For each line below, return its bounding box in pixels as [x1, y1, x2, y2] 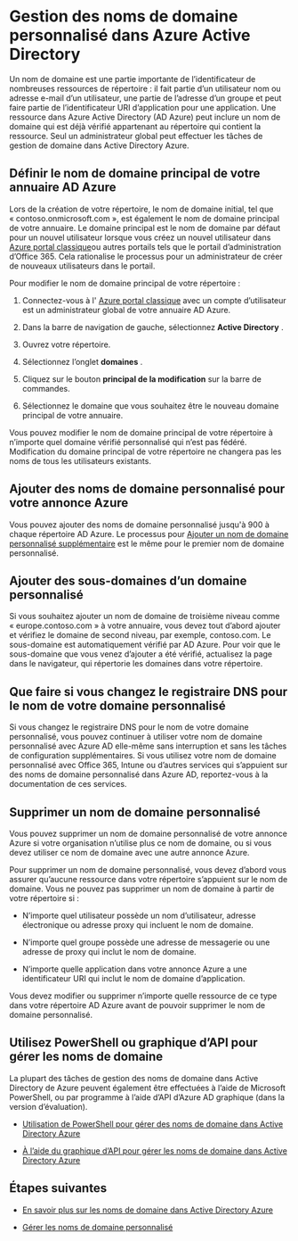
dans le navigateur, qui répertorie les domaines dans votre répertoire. [9, 658, 263, 669]
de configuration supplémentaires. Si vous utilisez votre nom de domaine [9, 750, 278, 761]
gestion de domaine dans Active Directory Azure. [9, 140, 189, 151]
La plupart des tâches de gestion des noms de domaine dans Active [9, 1072, 259, 1083]
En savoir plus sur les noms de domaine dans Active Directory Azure [21, 1204, 274, 1215]
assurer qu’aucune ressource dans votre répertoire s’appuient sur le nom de [9, 874, 288, 884]
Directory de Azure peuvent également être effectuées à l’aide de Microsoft [9, 1082, 286, 1093]
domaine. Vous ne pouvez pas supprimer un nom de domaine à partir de [9, 883, 275, 894]
